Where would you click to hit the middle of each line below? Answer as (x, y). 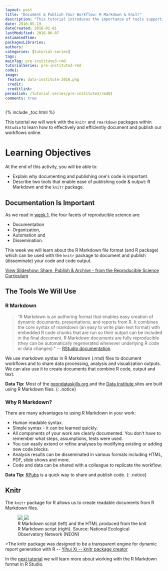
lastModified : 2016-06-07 (32, 33)
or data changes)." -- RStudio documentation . (64, 348)
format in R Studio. (24, 564)
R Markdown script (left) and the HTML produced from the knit (82, 523)
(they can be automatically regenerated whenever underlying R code (88, 343)
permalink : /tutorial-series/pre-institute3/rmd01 (59, 93)
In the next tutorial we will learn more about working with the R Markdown (81, 558)
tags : (11, 56)
